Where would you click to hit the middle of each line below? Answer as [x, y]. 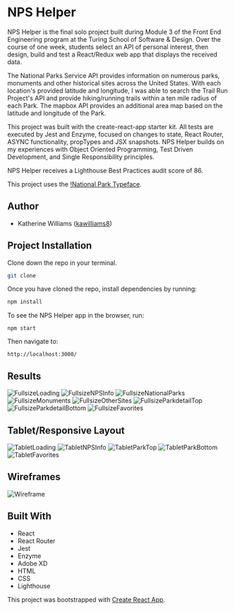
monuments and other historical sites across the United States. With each [114, 83]
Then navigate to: [33, 342]
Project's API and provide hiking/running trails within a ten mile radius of [112, 98]
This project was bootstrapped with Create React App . [86, 599]
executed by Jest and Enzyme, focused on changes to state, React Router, [116, 134]
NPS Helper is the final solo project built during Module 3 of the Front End [114, 32]
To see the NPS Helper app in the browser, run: [76, 316]
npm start [22, 328]
